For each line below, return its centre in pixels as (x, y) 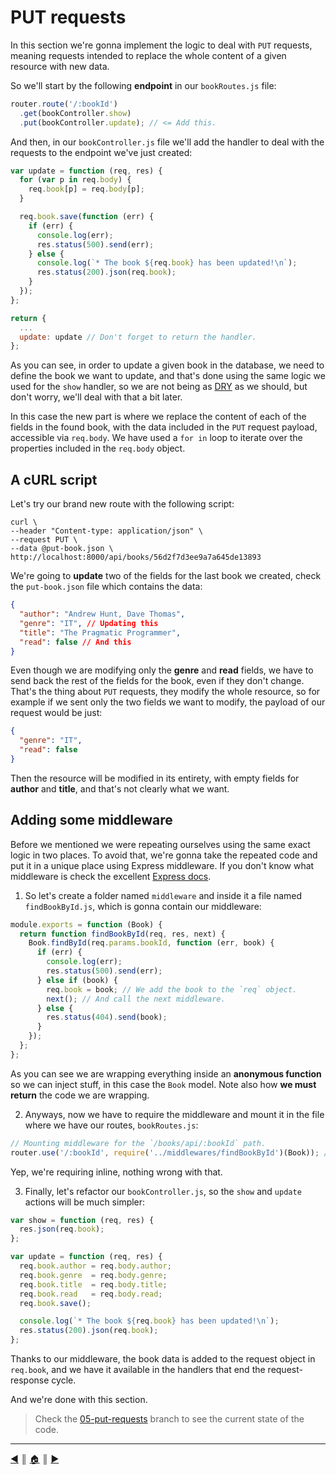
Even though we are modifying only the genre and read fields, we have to (162, 670)
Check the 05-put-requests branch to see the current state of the (169, 1419)
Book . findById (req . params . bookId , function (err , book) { (151, 943)
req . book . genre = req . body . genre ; (93, 1275)
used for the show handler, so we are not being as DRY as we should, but (159, 387)
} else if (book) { (77, 980)
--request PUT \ (44, 540)
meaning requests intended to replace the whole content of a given (148, 55)
